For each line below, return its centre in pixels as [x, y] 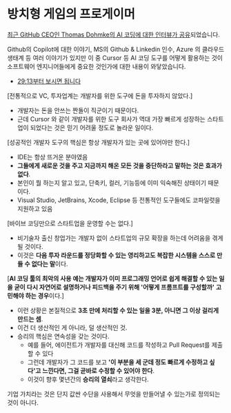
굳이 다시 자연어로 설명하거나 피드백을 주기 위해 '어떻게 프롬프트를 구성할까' [114, 287]
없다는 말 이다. [50, 263]
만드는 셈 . [30, 319]
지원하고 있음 [35, 208]
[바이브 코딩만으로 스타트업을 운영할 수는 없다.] [70, 223]
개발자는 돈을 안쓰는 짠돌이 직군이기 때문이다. [78, 110]
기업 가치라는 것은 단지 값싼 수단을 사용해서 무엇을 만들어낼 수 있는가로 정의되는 [114, 394]
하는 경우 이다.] [44, 295]
